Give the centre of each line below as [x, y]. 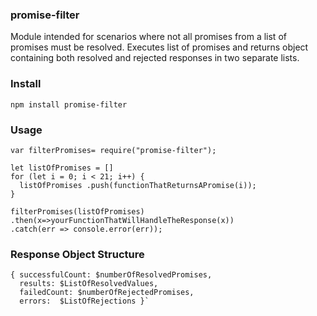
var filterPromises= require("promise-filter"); [113, 150]
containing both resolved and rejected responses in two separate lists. [155, 58]
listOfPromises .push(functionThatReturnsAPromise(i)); [138, 185]
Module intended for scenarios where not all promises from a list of [148, 37]
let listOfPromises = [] [62, 168]
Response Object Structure [77, 254]
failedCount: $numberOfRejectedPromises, [107, 293]
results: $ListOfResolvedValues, [89, 284]
